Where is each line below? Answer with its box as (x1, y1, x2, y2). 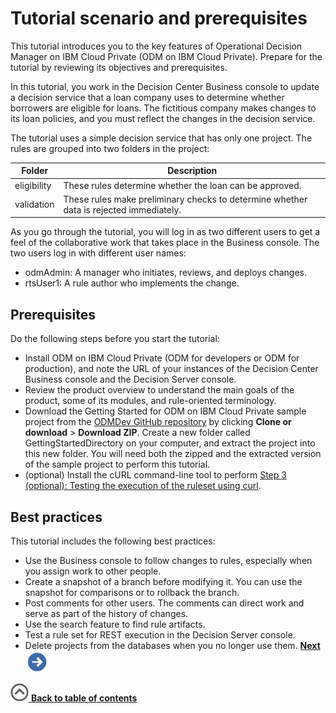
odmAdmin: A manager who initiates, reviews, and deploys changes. (24, 267, 308, 279)
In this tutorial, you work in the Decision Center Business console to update (10, 80, 320, 92)
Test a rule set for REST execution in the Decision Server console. (24, 629, 296, 641)
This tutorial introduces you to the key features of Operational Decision (10, 40, 303, 52)
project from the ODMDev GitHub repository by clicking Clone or (24, 416, 292, 428)
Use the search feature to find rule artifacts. (24, 618, 206, 631)
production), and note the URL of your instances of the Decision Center (24, 363, 319, 375)
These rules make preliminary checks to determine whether (63, 193, 308, 205)
